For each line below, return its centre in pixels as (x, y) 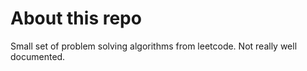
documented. (38, 56)
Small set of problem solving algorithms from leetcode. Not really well (154, 46)
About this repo (76, 18)
